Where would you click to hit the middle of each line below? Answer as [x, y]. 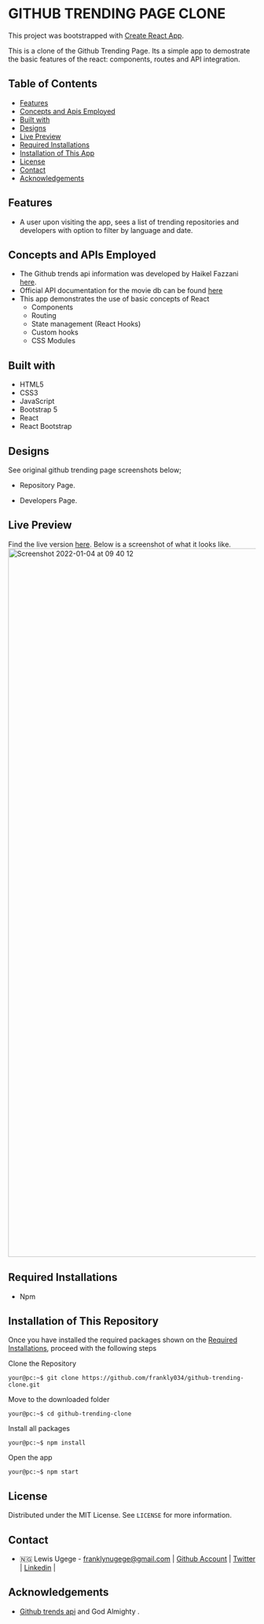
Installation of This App [57, 153]
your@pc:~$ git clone [44, 1378]
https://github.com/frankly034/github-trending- [163, 1378]
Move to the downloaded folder [59, 1400]
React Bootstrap [46, 427]
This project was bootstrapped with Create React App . [96, 35]
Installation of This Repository [83, 1321]
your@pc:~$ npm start [44, 1472]
